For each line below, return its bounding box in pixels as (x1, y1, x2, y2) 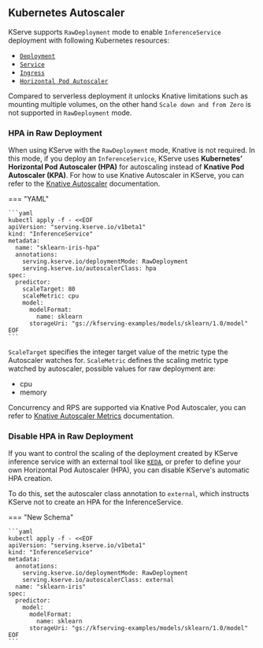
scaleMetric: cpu (22, 292, 80, 300)
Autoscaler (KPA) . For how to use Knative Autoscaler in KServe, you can (8, 171, 244, 180)
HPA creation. (8, 474, 53, 483)
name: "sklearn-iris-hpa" (15, 244, 101, 252)
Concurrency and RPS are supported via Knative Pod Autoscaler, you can (8, 403, 246, 413)
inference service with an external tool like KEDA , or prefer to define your (8, 457, 242, 467)
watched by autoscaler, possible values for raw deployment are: (8, 364, 217, 373)
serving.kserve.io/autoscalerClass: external (22, 576, 175, 584)
